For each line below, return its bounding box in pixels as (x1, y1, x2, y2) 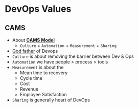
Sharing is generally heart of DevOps (12, 97, 90, 103)
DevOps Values (5, 3, 72, 15)
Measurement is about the (12, 64, 64, 70)
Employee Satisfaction (19, 92, 67, 97)
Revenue (19, 86, 39, 92)
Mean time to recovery (19, 70, 68, 76)
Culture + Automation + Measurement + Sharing (19, 42, 117, 49)
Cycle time (19, 75, 43, 81)
